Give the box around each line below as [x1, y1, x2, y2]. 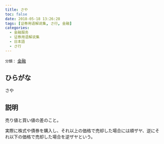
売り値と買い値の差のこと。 [5, 117, 61, 123]
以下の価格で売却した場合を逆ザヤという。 [9, 134, 96, 140]
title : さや [5, 7, 28, 12]
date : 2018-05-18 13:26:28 [5, 16, 60, 21]
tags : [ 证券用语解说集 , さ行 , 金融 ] [5, 21, 72, 26]
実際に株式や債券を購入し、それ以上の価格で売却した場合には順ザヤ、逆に [5, 128, 156, 134]
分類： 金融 [5, 58, 26, 64]
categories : [5, 26, 29, 30]
